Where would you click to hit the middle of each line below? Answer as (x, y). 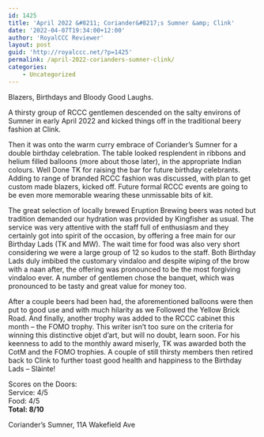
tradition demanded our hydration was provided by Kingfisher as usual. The (131, 218)
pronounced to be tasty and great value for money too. (98, 286)
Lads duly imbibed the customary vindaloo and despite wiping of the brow (129, 260)
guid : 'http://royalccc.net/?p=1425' (70, 52)
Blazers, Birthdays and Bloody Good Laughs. (81, 97)
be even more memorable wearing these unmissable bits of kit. (111, 195)
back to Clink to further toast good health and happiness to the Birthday (125, 360)
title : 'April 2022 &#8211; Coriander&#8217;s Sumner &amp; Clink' (122, 23)
